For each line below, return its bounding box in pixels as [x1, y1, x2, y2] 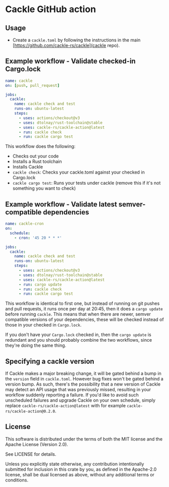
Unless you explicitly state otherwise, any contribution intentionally [5, 461, 144, 467]
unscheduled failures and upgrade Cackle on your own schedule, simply [5, 397, 155, 403]
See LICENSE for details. [5, 451, 57, 457]
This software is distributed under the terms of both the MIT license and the [5, 436, 163, 442]
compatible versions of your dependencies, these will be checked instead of [5, 316, 164, 322]
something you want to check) [12, 185, 76, 191]
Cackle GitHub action [5, 4, 96, 15]
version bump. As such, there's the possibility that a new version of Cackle [5, 381, 160, 387]
